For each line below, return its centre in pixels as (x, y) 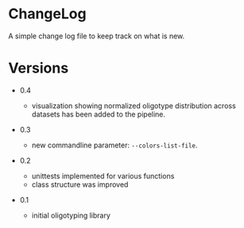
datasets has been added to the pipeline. (98, 114)
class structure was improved (80, 184)
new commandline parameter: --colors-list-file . (114, 145)
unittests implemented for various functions (103, 175)
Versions (39, 68)
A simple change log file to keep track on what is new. (97, 36)
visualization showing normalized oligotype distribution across (134, 105)
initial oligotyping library (71, 215)
